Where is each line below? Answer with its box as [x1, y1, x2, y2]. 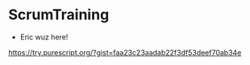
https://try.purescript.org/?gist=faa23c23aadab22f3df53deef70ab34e [8, 47, 242, 57]
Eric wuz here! [19, 32, 69, 42]
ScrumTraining [8, 6, 110, 24]
